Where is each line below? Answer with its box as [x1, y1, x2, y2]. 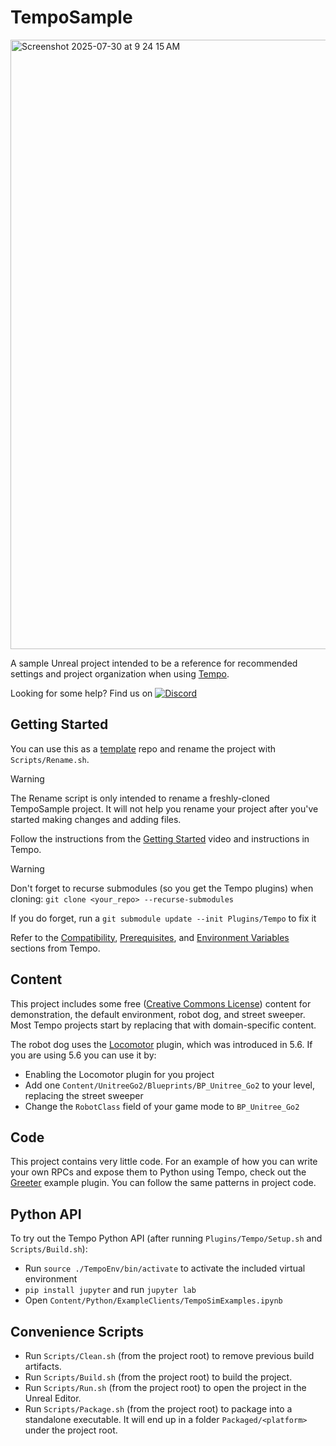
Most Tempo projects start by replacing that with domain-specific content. [10, 1019, 317, 1031]
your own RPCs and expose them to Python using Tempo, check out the [10, 1166, 307, 1178]
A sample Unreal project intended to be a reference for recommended [10, 657, 298, 669]
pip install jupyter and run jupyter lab [24, 1284, 197, 1296]
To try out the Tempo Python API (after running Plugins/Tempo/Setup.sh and [10, 1232, 323, 1245]
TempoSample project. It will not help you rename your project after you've [10, 802, 319, 815]
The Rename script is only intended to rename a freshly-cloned [10, 792, 270, 804]
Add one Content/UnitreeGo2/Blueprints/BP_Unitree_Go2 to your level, [24, 1079, 315, 1091]
